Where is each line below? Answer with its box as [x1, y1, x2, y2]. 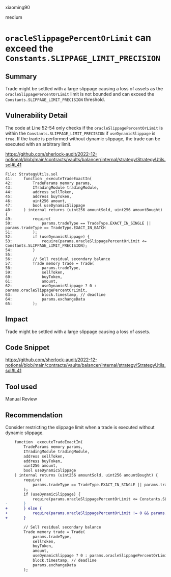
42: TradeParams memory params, [5, 181, 93, 186]
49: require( [5, 216, 51, 221]
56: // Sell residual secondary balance [5, 256, 110, 262]
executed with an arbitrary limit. [5, 141, 72, 147]
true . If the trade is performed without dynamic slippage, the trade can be [5, 135, 160, 142]
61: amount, [5, 279, 58, 284]
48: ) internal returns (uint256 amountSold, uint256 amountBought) [5, 207, 163, 212]
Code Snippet [5, 343, 50, 352]
